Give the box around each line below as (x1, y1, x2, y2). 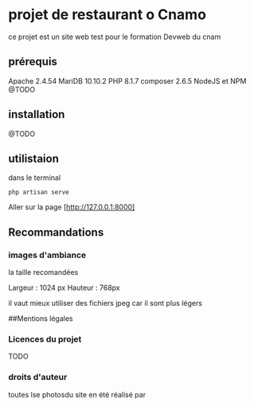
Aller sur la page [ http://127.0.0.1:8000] (8, 202, 135, 212)
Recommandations (8, 225, 104, 239)
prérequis (8, 55, 58, 68)
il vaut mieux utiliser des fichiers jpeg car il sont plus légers (8, 299, 203, 308)
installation (8, 108, 65, 121)
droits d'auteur (8, 372, 68, 383)
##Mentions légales (8, 314, 73, 323)
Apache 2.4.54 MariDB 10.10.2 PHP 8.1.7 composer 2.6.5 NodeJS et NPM (8, 76, 247, 85)
